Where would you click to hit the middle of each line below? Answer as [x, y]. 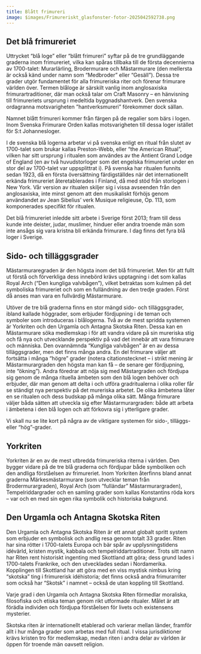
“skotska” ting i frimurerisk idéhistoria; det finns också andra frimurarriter [96, 576]
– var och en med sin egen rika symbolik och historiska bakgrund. [87, 498]
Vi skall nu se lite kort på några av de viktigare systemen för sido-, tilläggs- [98, 421]
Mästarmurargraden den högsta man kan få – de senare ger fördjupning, [95, 365]
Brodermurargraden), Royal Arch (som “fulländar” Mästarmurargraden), [94, 486]
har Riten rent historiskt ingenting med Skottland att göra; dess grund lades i [100, 557]
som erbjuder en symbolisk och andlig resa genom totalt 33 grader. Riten [96, 538]
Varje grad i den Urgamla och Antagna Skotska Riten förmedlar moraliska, [97, 594]
